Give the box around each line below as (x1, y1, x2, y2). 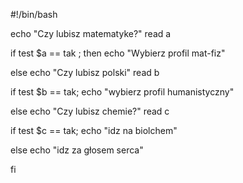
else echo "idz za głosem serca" (10, 144, 144, 156)
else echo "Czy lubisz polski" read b (10, 67, 160, 78)
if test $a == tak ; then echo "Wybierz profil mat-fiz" (10, 47, 226, 59)
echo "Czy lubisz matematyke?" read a (10, 28, 172, 39)
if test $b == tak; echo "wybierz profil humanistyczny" (10, 86, 235, 98)
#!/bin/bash (10, 9, 58, 20)
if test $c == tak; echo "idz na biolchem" (10, 125, 178, 136)
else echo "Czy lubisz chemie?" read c (10, 105, 170, 117)
